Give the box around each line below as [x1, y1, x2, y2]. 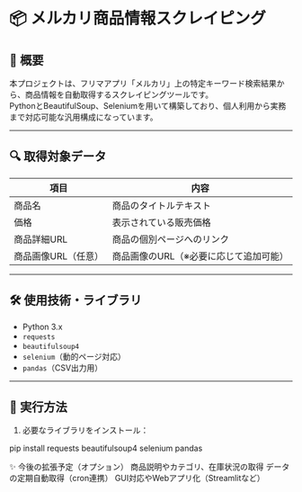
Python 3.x [22, 321, 63, 332]
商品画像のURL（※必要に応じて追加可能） [111, 249, 289, 262]
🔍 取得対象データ [9, 149, 107, 165]
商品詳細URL [13, 233, 68, 246]
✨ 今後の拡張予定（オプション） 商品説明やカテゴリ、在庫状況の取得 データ [9, 461, 290, 472]
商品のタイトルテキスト [111, 199, 211, 211]
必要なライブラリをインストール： [22, 425, 149, 436]
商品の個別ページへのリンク [111, 233, 229, 246]
